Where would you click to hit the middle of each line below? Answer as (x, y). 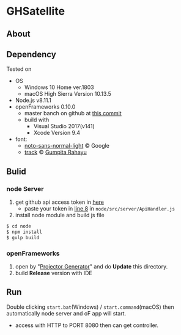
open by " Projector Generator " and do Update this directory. (91, 266)
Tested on (19, 69)
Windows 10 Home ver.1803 (59, 87)
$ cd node (19, 226)
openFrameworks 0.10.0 (45, 107)
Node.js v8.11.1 (33, 100)
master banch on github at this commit (73, 113)
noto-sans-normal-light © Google (67, 146)
